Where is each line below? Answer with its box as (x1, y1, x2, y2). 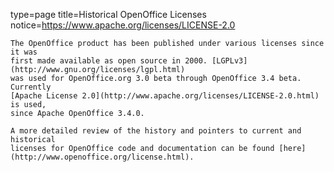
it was (10, 47, 38, 57)
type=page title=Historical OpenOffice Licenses (10, 9, 207, 20)
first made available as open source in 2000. (10, 56, 208, 66)
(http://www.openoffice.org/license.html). (10, 152, 195, 162)
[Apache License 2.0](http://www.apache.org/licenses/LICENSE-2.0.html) (10, 91, 320, 101)
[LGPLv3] (211, 56, 248, 66)
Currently (10, 82, 52, 92)
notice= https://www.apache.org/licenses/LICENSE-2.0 (10, 19, 236, 31)
